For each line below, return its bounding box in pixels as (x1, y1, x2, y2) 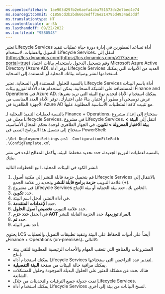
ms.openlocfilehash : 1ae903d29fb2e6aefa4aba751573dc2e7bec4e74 (5, 7, 140, 12)
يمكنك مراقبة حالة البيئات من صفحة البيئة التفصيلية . (12, 262, 107, 268)
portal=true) (5, 60, 31, 66)
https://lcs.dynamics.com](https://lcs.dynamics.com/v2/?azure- (7, 55, 138, 60)
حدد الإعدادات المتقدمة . (12, 200, 57, 206)
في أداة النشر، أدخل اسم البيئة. (12, 195, 71, 201)
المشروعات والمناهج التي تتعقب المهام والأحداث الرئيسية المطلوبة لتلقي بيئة (12, 246, 154, 252)
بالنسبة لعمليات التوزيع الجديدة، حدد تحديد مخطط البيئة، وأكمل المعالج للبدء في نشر (5, 150, 159, 155)
